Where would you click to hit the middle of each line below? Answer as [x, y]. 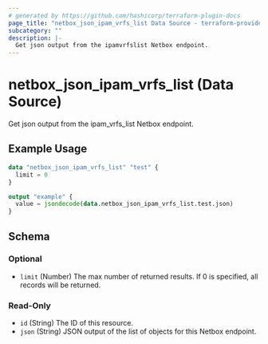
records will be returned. [60, 285]
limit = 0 [32, 175]
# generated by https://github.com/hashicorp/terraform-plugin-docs [124, 16]
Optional [25, 259]
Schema [29, 236]
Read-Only [30, 306]
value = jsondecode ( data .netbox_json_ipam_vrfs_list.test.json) [124, 204]
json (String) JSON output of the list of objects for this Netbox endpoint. [138, 331]
